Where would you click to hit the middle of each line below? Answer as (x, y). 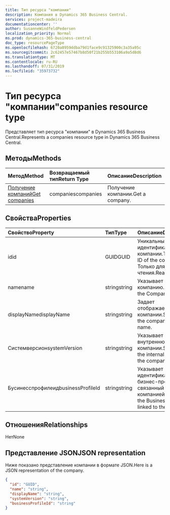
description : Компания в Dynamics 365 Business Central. (67, 15)
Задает (146, 302)
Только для (151, 266)
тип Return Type (69, 179)
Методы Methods (33, 158)
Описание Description (135, 176)
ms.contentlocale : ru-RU (31, 62)
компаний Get (24, 194)
